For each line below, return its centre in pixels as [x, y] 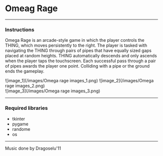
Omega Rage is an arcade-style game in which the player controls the [75, 40]
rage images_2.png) [25, 86]
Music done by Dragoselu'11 [33, 148]
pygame [20, 124]
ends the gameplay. [25, 71]
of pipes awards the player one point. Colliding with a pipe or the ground [77, 66]
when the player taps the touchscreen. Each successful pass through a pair [81, 61]
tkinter [18, 119]
